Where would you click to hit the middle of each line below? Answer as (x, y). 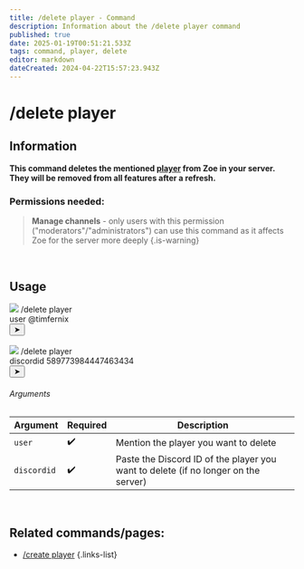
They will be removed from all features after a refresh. (113, 178)
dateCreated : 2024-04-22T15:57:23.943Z (85, 69)
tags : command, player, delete (68, 52)
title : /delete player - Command (72, 18)
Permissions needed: (57, 201)
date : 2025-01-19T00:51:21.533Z (70, 43)
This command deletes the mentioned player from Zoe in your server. (142, 168)
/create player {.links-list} (70, 555)
